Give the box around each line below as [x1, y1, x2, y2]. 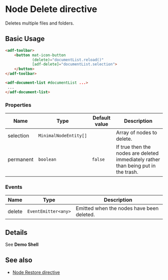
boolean [38, 156, 56, 162]
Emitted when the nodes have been [75, 205, 159, 212]
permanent [7, 156, 33, 163]
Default [92, 114, 111, 121]
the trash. [115, 168, 138, 175]
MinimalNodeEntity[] [38, 133, 87, 138]
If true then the [115, 143, 151, 150]
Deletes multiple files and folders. [5, 20, 74, 26]
